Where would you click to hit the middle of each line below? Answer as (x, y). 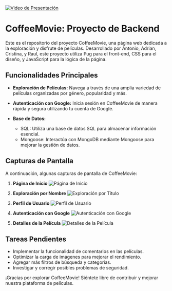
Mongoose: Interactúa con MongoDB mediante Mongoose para (87, 139)
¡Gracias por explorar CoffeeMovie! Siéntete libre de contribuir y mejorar (82, 278)
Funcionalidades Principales (52, 75)
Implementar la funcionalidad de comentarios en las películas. (78, 251)
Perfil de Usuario (31, 203)
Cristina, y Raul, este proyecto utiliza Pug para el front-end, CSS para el (81, 53)
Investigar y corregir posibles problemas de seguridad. (71, 268)
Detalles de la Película (37, 223)
